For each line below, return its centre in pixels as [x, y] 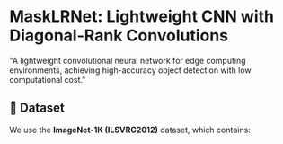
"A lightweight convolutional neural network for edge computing [128, 60]
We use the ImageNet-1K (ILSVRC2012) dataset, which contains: [130, 130]
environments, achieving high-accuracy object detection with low [130, 70]
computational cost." [48, 79]
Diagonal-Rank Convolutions [119, 36]
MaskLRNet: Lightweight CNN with [141, 17]
